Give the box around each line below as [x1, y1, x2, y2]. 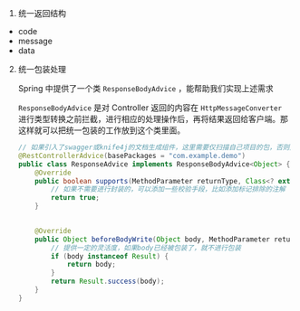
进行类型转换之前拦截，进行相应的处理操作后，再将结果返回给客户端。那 [17, 114, 288, 124]
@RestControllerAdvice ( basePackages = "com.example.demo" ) [17, 151, 247, 160]
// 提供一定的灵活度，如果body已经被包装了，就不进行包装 [51, 243, 242, 252]
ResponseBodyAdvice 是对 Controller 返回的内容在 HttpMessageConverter [17, 102, 283, 113]
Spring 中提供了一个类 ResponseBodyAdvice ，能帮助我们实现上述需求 [17, 83, 274, 93]
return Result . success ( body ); [51, 277, 165, 287]
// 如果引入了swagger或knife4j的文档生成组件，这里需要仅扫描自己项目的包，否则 [17, 143, 290, 152]
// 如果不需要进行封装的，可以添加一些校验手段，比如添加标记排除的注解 [51, 184, 285, 194]
